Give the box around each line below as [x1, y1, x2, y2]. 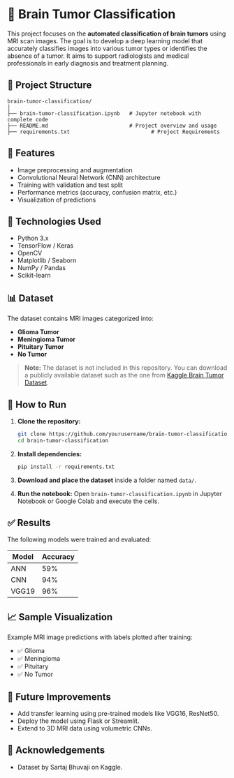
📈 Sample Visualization [7, 611, 113, 623]
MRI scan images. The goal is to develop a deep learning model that [7, 36, 203, 45]
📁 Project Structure [7, 80, 92, 91]
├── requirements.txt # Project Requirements [7, 128, 220, 135]
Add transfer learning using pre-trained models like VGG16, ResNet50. [17, 710, 219, 718]
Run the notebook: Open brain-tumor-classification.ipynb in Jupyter [17, 489, 222, 498]
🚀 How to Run [7, 398, 67, 410]
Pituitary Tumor [17, 343, 64, 351]
